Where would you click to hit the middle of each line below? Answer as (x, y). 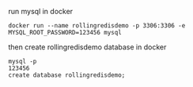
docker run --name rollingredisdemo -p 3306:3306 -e (97, 26)
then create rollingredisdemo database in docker (87, 47)
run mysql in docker (41, 11)
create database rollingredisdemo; (67, 75)
